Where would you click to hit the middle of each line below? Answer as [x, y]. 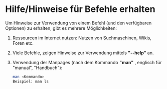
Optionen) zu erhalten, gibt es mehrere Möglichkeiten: [61, 28]
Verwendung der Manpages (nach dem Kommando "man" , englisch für [87, 62]
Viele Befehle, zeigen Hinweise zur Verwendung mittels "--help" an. [83, 53]
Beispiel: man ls [31, 81]
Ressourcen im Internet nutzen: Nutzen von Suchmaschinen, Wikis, [82, 38]
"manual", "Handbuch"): [37, 68]
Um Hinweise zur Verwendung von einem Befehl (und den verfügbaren [78, 23]
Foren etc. [23, 43]
